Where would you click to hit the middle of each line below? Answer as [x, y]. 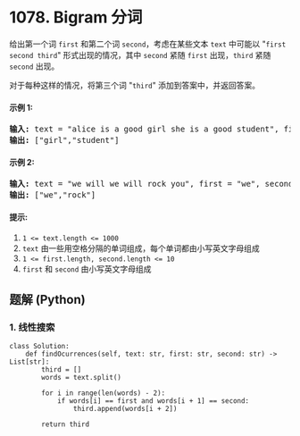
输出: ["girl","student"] [64, 140]
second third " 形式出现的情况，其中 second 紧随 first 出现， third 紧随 [140, 54]
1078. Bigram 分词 [76, 17]
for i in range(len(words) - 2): [104, 393]
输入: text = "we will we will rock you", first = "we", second [151, 184]
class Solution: [39, 347]
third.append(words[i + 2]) [125, 409]
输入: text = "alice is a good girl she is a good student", [144, 129]
